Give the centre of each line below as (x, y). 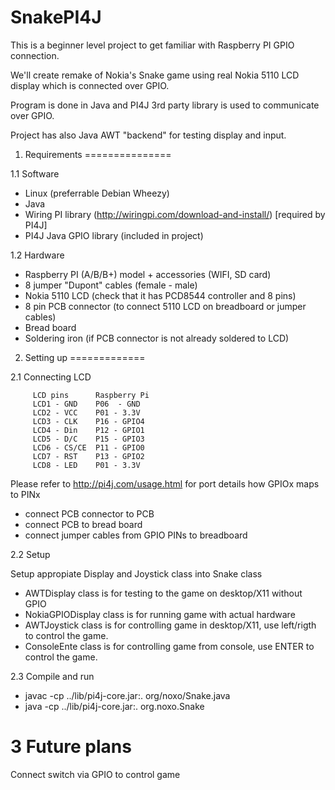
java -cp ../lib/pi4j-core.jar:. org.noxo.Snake (114, 706)
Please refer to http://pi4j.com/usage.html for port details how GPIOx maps (165, 483)
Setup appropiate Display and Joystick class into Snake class (136, 573)
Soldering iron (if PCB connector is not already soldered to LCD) (157, 338)
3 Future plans (71, 747)
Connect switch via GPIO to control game (95, 774)
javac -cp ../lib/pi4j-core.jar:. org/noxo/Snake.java (127, 695)
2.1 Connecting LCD (51, 377)
